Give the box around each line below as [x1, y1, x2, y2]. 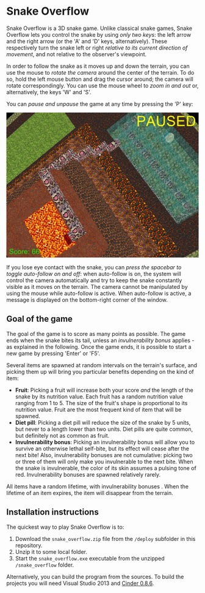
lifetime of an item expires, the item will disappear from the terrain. [6, 489, 173, 496]
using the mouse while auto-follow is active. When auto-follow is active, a [6, 289, 192, 297]
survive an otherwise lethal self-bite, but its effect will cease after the [15, 445, 189, 452]
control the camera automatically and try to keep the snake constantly [6, 277, 182, 284]
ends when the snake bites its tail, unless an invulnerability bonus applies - [6, 337, 195, 344]
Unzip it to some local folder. [15, 548, 87, 555]
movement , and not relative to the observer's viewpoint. [6, 50, 147, 58]
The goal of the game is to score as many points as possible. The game [6, 330, 186, 337]
